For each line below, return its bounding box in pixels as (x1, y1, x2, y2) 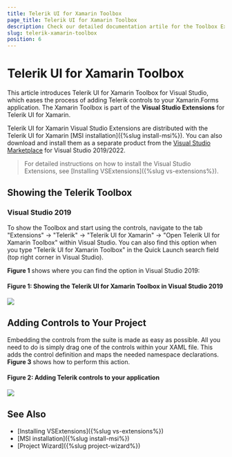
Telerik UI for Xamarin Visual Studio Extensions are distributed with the (7, 124, 209, 132)
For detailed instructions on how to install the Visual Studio (23, 160, 191, 168)
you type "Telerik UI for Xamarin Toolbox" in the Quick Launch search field (7, 245, 219, 253)
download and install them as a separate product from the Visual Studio (7, 139, 211, 147)
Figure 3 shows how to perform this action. (7, 357, 130, 366)
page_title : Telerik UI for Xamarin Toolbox (7, 17, 137, 24)
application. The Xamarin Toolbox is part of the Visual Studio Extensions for (7, 103, 225, 111)
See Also (7, 409, 46, 420)
